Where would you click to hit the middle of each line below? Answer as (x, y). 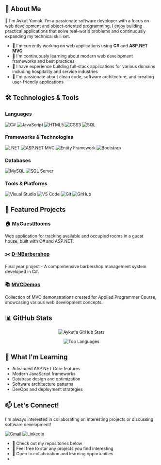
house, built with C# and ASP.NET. (40, 241)
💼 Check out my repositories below (47, 444)
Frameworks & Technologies (39, 137)
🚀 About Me (23, 9)
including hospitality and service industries (55, 72)
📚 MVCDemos (23, 285)
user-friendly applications (38, 82)
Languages (19, 114)
